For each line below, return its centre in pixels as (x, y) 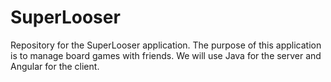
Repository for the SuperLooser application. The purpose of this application (166, 45)
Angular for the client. (55, 66)
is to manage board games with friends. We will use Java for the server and (166, 55)
